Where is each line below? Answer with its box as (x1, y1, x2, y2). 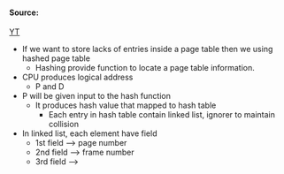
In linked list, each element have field (21, 128, 157, 139)
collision (48, 119, 80, 130)
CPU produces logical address (21, 72, 134, 83)
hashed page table (21, 53, 91, 64)
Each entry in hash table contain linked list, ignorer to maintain (48, 110, 276, 120)
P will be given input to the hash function (21, 91, 171, 102)
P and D (35, 81, 65, 92)
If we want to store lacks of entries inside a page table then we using (21, 44, 273, 55)
